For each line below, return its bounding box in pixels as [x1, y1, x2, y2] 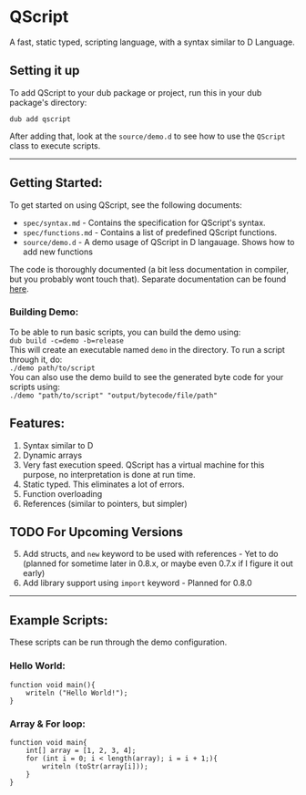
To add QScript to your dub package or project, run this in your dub [9, 87, 262, 98]
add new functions [22, 246, 94, 257]
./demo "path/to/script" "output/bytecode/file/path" [9, 390, 219, 400]
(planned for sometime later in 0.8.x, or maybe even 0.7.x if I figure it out [22, 558, 293, 569]
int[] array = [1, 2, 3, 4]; [25, 746, 137, 755]
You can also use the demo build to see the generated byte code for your [9, 371, 284, 382]
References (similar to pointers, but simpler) [22, 498, 189, 509]
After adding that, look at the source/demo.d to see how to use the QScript [9, 130, 286, 141]
